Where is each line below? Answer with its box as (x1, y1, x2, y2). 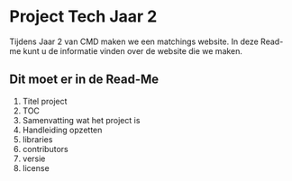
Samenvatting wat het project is (22, 114, 141, 125)
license (22, 162, 50, 173)
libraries (22, 133, 53, 145)
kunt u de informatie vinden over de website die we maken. (23, 45, 243, 56)
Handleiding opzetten (22, 124, 103, 135)
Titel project (22, 95, 68, 106)
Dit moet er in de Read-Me (9, 72, 160, 87)
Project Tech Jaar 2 (9, 6, 158, 27)
